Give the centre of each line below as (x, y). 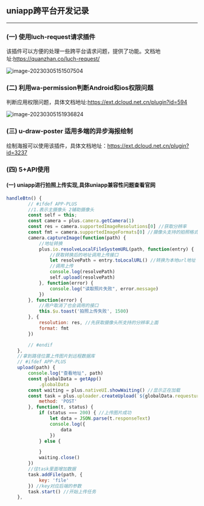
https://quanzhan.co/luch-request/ (56, 59)
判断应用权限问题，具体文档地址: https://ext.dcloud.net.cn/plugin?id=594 (97, 102)
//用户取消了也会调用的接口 (69, 306)
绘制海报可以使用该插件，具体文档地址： (57, 145)
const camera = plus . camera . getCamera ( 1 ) (81, 221)
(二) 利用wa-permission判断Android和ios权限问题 (80, 88)
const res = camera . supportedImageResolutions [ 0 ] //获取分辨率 (107, 227)
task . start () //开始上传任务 (62, 491)
